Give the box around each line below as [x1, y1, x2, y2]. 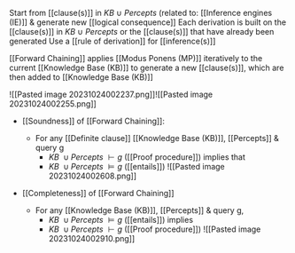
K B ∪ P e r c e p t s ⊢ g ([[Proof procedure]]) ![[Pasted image [48, 224, 261, 234]
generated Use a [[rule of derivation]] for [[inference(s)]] [9, 36, 216, 46]
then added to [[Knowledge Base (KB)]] [9, 72, 153, 83]
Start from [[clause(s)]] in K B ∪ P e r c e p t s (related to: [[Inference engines [9, 8, 273, 18]
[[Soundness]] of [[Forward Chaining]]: [21, 115, 166, 126]
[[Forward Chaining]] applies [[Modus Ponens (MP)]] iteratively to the [9, 53, 263, 63]
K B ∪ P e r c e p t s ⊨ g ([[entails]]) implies [48, 215, 193, 225]
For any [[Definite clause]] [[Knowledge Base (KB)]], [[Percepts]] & [35, 133, 279, 143]
